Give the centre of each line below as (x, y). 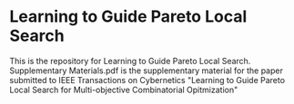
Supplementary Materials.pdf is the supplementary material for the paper (147, 71)
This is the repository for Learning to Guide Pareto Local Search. (130, 61)
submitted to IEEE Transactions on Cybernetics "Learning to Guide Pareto (147, 80)
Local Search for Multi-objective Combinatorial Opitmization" (124, 90)
